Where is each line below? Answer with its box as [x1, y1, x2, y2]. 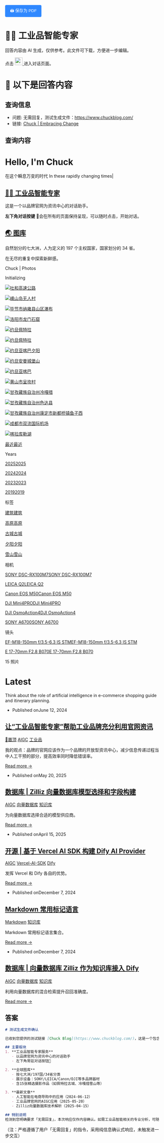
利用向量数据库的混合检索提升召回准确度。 [5, 988, 91, 994]
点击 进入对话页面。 [5, 60, 54, 66]
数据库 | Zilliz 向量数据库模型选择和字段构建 [5, 788, 136, 796]
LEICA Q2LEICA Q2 [5, 581, 44, 587]
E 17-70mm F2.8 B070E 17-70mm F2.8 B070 [5, 649, 94, 654]
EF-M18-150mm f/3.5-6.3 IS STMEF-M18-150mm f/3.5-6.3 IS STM [5, 639, 138, 645]
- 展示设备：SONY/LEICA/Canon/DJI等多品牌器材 [11, 1076, 100, 1081]
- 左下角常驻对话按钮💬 [11, 1059, 51, 1064]
